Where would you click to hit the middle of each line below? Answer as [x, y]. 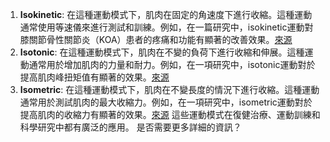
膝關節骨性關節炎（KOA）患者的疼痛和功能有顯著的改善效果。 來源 [156, 39]
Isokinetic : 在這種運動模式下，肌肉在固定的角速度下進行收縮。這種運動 [166, 14]
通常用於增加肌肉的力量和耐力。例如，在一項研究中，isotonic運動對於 [172, 64]
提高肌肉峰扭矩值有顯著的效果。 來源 [94, 77]
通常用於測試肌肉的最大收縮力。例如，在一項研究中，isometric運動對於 [166, 102]
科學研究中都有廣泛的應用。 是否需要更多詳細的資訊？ [130, 127]
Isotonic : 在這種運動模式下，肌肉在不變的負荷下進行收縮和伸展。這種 [162, 52]
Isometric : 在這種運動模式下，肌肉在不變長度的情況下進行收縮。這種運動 [169, 89]
